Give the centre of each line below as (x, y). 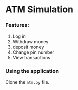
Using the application (32, 71)
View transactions (31, 58)
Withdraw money (30, 42)
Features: (17, 25)
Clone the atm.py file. (27, 82)
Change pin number (33, 52)
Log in (19, 36)
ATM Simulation (40, 9)
